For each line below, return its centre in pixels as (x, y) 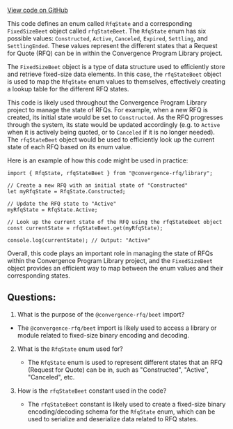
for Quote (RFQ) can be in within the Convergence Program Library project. (115, 53)
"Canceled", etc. (51, 377)
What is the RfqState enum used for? (70, 349)
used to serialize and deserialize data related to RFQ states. (113, 419)
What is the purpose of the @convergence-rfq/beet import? (101, 314)
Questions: (32, 298)
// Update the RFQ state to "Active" (62, 204)
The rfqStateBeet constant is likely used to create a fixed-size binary (127, 404)
